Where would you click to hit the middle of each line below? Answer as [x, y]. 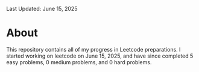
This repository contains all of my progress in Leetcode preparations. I [93, 49]
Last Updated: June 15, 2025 [42, 9]
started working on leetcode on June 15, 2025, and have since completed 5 [100, 56]
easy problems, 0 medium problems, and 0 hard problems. [79, 62]
